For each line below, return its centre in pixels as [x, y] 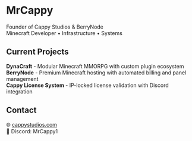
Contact [21, 110]
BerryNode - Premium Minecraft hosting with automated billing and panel [96, 73]
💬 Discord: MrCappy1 [32, 131]
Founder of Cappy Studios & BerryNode [55, 27]
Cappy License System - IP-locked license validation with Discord [87, 85]
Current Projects [37, 52]
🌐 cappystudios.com [32, 124]
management [22, 79]
